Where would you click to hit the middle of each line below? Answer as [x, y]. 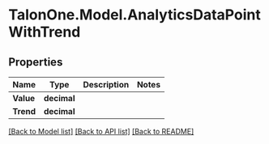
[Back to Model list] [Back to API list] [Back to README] [101, 131]
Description [106, 85]
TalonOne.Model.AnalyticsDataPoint [134, 15]
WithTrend [45, 32]
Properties [36, 62]
